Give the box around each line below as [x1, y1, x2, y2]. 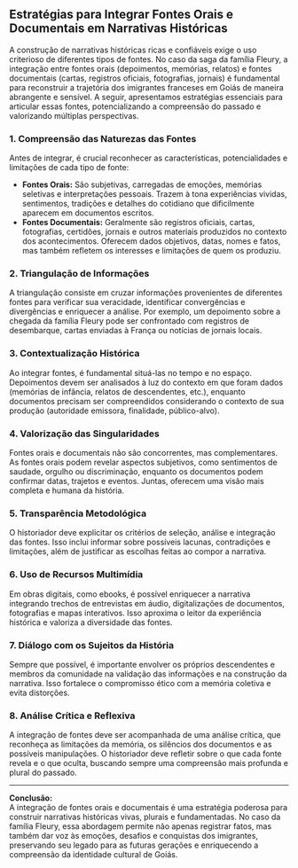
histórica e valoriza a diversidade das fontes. [9, 616, 173, 628]
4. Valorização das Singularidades [9, 427, 160, 440]
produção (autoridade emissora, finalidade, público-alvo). [9, 405, 220, 416]
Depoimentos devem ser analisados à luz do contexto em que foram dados [9, 377, 284, 387]
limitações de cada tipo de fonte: [9, 162, 129, 173]
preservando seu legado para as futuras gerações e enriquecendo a [9, 840, 259, 850]
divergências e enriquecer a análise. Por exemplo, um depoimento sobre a [9, 306, 281, 317]
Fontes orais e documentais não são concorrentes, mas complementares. [9, 448, 278, 457]
